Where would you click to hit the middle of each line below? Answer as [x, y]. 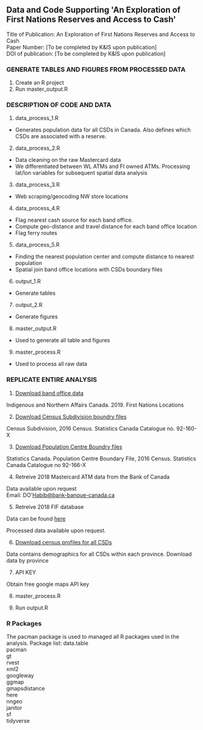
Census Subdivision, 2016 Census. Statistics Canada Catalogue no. [91, 428]
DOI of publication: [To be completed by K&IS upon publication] [86, 54]
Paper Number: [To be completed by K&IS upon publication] [82, 47]
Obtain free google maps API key [48, 584]
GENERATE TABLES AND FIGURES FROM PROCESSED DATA [96, 69]
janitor [14, 708]
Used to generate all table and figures [62, 340]
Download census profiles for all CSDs [63, 542]
